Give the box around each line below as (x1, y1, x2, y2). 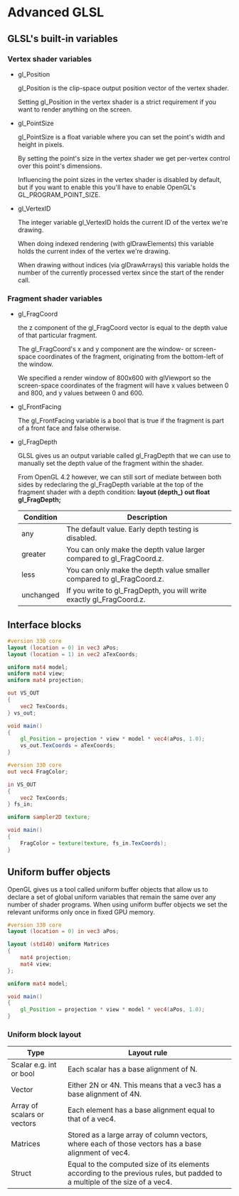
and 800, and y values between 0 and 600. (17, 389, 144, 397)
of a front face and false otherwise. (17, 424, 122, 432)
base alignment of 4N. (67, 1089, 142, 1099)
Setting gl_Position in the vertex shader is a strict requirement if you (17, 97, 217, 106)
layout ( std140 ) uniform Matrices (7, 941, 110, 948)
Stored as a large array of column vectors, (67, 1130, 208, 1140)
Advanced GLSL (7, 4, 105, 21)
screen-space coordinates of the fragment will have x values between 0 (17, 381, 229, 390)
